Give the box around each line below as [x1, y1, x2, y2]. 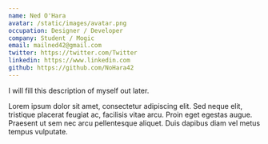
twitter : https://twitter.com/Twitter [8, 49, 138, 57]
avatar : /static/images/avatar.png [8, 19, 127, 27]
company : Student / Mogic [8, 34, 94, 42]
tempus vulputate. [8, 126, 68, 136]
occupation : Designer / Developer [8, 26, 124, 34]
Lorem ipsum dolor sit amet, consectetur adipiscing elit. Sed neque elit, [8, 101, 242, 110]
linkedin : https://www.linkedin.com [8, 57, 130, 65]
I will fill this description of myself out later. [8, 86, 150, 95]
